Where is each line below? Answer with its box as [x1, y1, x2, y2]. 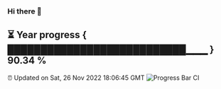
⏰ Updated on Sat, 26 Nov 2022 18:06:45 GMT [7, 73, 145, 82]
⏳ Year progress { [7, 29, 87, 41]
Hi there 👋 [7, 6, 43, 16]
